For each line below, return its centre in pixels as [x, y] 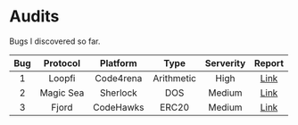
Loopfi [62, 78]
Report [269, 62]
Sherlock [119, 93]
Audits [34, 17]
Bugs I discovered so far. [55, 41]
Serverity [225, 62]
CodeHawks [118, 107]
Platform [118, 62]
